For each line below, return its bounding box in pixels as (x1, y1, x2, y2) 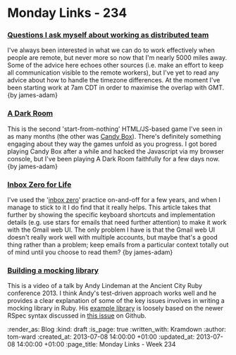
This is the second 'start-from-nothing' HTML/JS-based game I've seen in (7, 125, 223, 133)
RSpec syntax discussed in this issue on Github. (7, 311, 147, 320)
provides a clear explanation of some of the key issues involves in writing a (7, 297, 225, 305)
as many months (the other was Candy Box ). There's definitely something (7, 132, 221, 140)
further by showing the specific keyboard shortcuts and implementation (7, 211, 216, 219)
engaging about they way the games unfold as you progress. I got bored (7, 139, 217, 148)
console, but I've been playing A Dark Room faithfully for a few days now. (7, 154, 220, 163)
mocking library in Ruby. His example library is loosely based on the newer (7, 304, 224, 313)
